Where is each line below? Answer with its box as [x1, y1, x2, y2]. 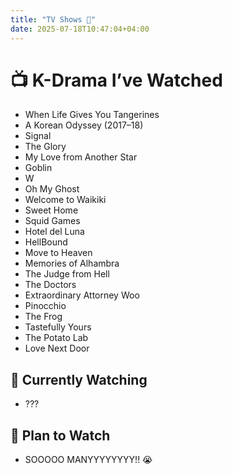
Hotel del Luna [24, 226, 85, 238]
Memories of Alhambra [24, 257, 120, 270]
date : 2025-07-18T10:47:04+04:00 [10, 24, 150, 34]
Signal [24, 130, 52, 142]
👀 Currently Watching [10, 371, 148, 388]
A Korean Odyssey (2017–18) [24, 119, 144, 131]
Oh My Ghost [24, 183, 80, 195]
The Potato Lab [24, 332, 89, 344]
